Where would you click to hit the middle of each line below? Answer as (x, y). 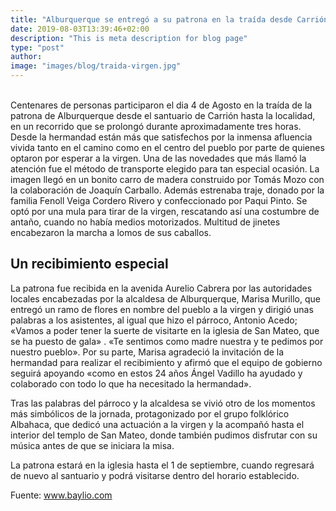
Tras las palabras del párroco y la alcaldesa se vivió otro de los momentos (163, 403)
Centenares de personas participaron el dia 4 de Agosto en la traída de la (161, 105)
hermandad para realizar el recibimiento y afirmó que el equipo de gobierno (166, 362)
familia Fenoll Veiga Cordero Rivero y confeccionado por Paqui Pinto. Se (159, 200)
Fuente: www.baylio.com (61, 495)
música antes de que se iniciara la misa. (92, 445)
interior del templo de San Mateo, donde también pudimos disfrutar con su (164, 435)
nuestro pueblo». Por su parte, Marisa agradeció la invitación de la (147, 352)
